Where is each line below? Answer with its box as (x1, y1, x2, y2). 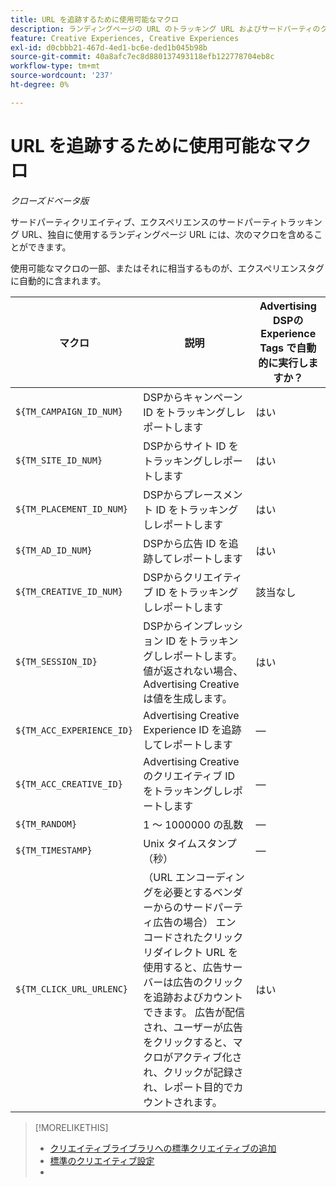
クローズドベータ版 (10, 194, 90, 206)
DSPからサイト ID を (143, 439, 239, 453)
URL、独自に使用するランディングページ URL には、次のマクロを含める (21, 228, 315, 240)
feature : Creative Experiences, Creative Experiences (10, 33, 240, 43)
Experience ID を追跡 (143, 722, 242, 736)
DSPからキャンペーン (143, 390, 243, 404)
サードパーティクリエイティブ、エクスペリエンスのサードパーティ (10, 216, 280, 228)
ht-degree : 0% (10, 80, 70, 90)
